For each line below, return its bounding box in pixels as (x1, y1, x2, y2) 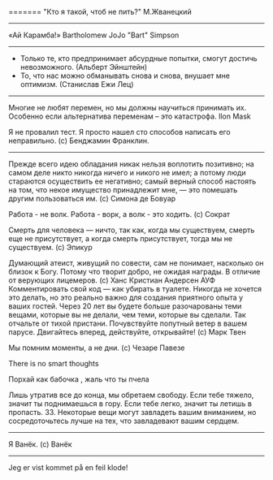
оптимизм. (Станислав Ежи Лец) (19, 80, 134, 89)
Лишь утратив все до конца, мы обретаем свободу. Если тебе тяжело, (8, 390, 254, 400)
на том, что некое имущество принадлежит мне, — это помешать (8, 185, 238, 194)
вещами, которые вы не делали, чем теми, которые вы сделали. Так (8, 310, 246, 319)
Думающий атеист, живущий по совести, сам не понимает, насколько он (8, 258, 264, 267)
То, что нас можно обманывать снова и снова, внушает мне (19, 71, 230, 80)
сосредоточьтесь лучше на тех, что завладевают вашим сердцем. (8, 416, 240, 426)
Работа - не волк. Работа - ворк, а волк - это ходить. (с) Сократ (8, 210, 231, 218)
